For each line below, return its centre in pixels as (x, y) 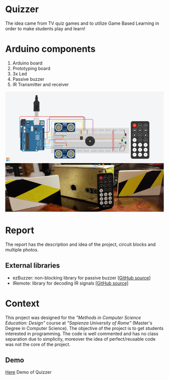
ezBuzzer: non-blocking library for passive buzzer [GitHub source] (81, 278)
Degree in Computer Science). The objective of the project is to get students (84, 328)
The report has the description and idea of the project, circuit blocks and (80, 244)
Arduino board (27, 63)
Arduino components (50, 49)
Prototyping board (31, 68)
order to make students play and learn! (45, 28)
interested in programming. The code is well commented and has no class (82, 334)
